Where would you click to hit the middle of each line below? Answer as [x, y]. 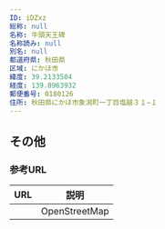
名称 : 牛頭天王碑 [37, 35]
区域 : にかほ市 [34, 69]
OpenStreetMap [75, 212]
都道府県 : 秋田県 [37, 60]
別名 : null [29, 52]
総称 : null [29, 26]
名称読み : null [36, 43]
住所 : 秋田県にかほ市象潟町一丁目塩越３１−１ [83, 102]
